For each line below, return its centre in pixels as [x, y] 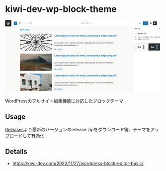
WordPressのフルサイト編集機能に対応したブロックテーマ [64, 101]
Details [16, 151]
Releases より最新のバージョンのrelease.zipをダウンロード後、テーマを [78, 129]
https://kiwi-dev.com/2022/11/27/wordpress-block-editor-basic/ [78, 164]
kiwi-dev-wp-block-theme [61, 9]
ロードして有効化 [27, 136]
